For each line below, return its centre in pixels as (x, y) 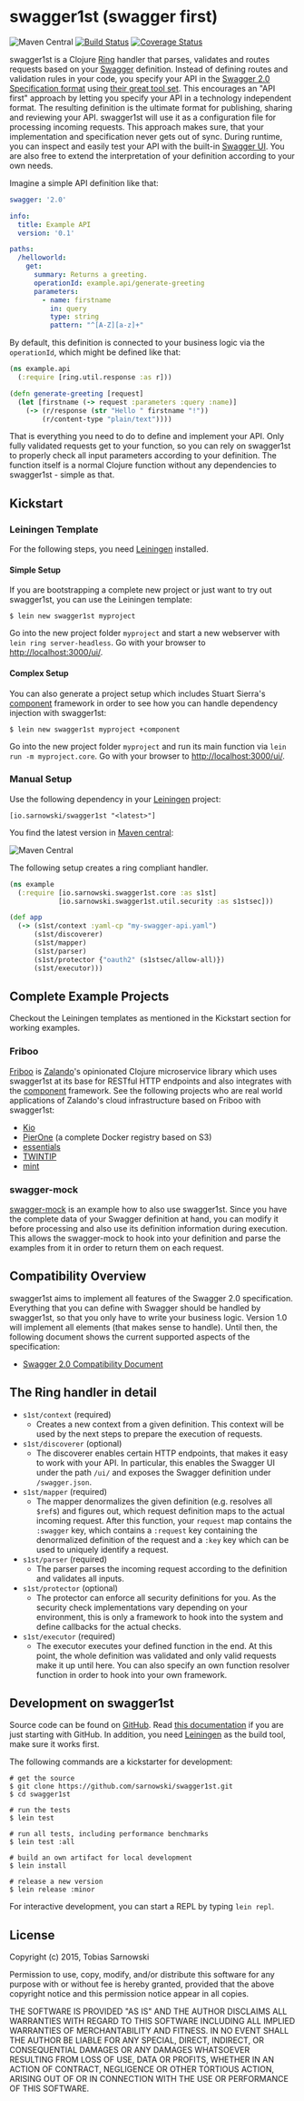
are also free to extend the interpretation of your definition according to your (152, 155)
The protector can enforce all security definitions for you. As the (156, 1597)
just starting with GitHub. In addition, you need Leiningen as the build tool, (147, 1734)
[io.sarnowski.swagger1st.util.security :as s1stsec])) (166, 901)
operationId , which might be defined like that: (95, 352)
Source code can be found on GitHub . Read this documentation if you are (147, 1725)
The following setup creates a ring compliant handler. (109, 868)
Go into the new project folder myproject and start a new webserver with (145, 633)
